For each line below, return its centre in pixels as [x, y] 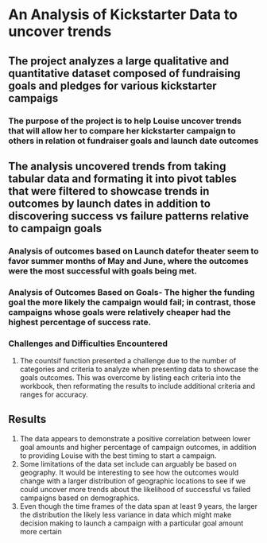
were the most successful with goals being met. [103, 270]
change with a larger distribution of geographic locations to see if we [133, 481]
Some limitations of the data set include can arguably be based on [128, 463]
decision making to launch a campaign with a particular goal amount [132, 523]
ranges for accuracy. [54, 394]
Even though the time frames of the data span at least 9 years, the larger [139, 506]
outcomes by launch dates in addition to [109, 203]
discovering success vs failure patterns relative [129, 216]
